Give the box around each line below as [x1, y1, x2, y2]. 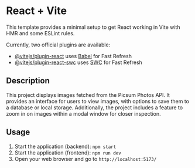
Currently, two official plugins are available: [6, 41, 111, 48]
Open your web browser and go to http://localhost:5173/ [14, 155, 157, 162]
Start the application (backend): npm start [14, 143, 117, 150]
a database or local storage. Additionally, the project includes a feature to [6, 104, 183, 111]
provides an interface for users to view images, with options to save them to [6, 98, 189, 105]
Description [6, 76, 50, 86]
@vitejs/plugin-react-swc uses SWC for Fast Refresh [14, 59, 142, 66]
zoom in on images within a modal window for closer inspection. [6, 110, 161, 117]
